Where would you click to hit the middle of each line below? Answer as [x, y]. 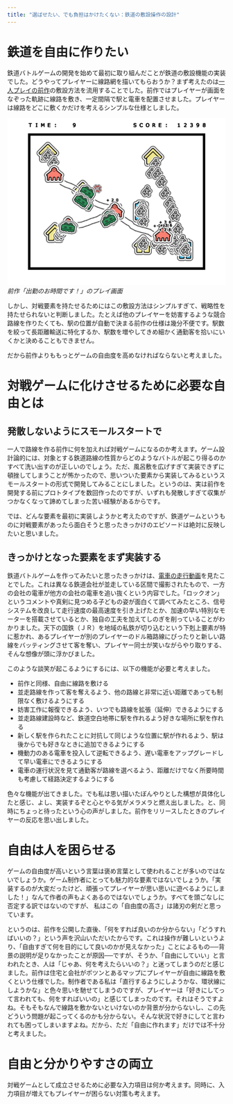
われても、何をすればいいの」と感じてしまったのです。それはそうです [119, 998]
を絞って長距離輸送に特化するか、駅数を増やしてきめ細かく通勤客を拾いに [113, 332]
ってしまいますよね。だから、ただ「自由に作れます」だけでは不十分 [128, 1025]
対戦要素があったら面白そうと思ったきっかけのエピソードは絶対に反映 [119, 524]
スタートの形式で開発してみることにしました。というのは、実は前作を [126, 484]
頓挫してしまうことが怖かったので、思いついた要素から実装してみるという [113, 475]
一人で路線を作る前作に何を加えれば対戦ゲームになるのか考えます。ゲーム [113, 449]
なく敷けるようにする [54, 700]
